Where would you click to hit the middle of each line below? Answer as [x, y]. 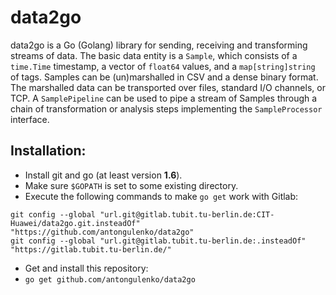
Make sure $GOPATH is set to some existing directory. [131, 185]
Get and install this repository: [86, 268]
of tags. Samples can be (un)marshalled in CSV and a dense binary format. [164, 77]
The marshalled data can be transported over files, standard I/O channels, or [168, 87]
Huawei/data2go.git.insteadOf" [75, 223]
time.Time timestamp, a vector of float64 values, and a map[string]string [163, 66]
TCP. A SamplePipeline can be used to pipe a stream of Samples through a [164, 98]
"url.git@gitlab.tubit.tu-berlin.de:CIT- [187, 214]
